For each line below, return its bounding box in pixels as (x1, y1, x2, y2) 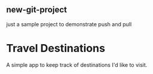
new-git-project (6, 5, 67, 15)
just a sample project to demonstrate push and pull (6, 20, 132, 27)
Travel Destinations (6, 42, 106, 55)
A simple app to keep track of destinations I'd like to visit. (6, 61, 148, 68)
